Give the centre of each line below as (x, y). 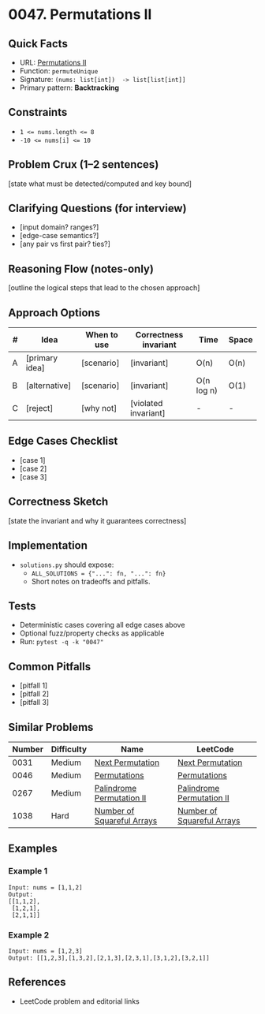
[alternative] (49, 386)
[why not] (99, 408)
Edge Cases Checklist (63, 441)
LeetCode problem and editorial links (79, 1001)
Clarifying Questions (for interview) (97, 209)
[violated (146, 404)
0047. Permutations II (80, 15)
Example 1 (28, 871)
